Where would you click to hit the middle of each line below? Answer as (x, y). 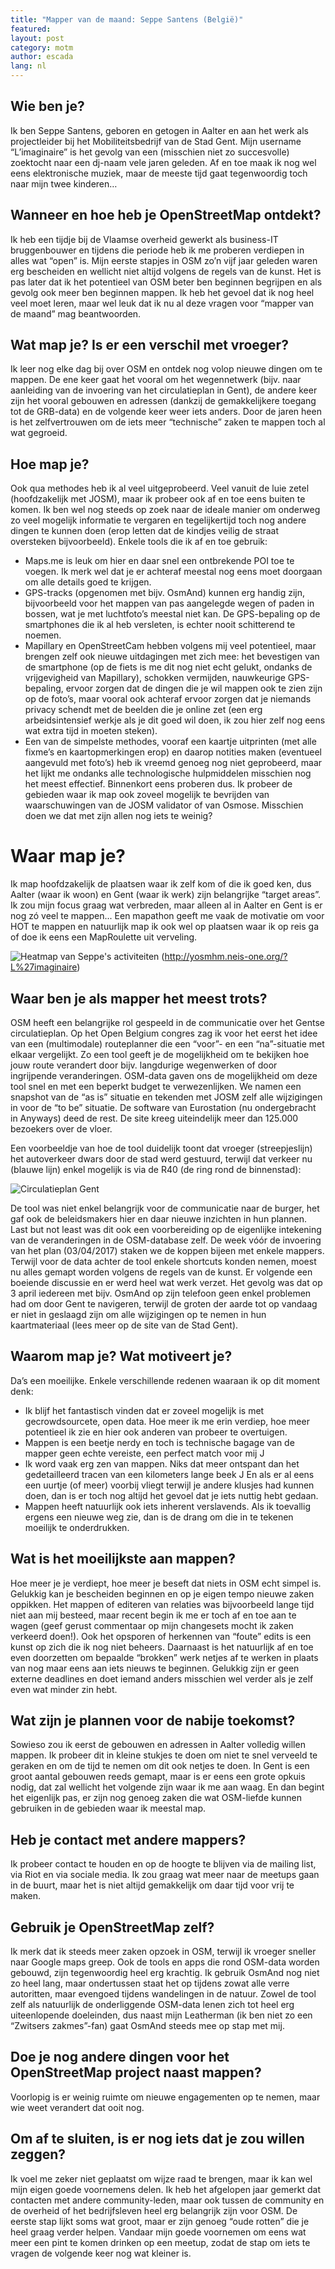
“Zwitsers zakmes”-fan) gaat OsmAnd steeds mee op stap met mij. (147, 2026)
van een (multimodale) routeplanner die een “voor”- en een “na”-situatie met (167, 1044)
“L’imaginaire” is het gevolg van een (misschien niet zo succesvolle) (150, 152)
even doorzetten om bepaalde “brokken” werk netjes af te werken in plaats (164, 1657)
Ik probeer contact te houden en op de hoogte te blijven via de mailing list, (163, 1864)
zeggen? (38, 2154)
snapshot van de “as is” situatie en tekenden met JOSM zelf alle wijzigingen (166, 1097)
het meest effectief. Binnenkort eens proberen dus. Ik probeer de (158, 784)
